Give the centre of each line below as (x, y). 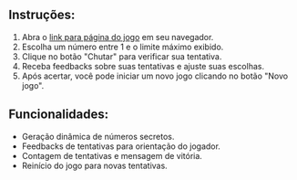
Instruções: (42, 15)
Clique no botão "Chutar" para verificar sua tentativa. (122, 56)
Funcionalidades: (59, 115)
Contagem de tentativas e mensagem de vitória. (112, 155)
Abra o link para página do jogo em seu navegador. (118, 37)
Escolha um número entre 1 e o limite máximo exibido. (123, 47)
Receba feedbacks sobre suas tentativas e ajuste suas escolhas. (143, 66)
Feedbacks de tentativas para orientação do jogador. (121, 146)
